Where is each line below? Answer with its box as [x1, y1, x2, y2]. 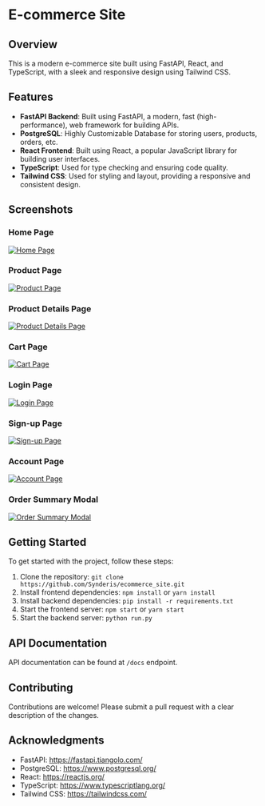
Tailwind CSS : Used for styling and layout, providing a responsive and [19, 170, 251, 181]
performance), [19, 120, 68, 130]
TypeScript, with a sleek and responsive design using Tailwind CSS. [8, 67, 231, 77]
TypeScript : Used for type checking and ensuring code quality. [19, 162, 229, 172]
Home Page [8, 227, 54, 238]
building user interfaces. [19, 154, 101, 163]
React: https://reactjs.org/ [19, 772, 105, 781]
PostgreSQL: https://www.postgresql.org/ [19, 763, 157, 773]
